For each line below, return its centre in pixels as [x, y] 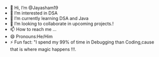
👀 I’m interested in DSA [34, 13]
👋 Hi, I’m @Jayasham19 [34, 8]
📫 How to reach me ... [33, 29]
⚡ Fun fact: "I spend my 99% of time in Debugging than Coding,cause [82, 42]
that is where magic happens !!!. [43, 49]
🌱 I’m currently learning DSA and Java [49, 18]
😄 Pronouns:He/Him [31, 36]
